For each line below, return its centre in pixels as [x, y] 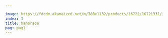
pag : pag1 [15, 28]
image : [12, 14]
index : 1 [14, 19]
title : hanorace [22, 23]
